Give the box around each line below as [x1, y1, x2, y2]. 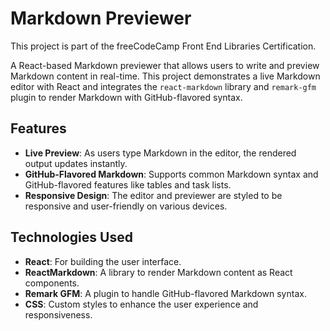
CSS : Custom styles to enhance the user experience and [24, 298, 259, 310]
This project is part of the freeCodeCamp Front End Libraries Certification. [10, 40, 317, 52]
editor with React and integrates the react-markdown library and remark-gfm [10, 80, 317, 92]
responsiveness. [24, 308, 93, 321]
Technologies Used [10, 229, 133, 246]
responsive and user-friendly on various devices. [24, 200, 228, 212]
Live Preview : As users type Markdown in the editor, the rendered [24, 147, 297, 159]
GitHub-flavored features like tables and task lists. [24, 178, 232, 191]
